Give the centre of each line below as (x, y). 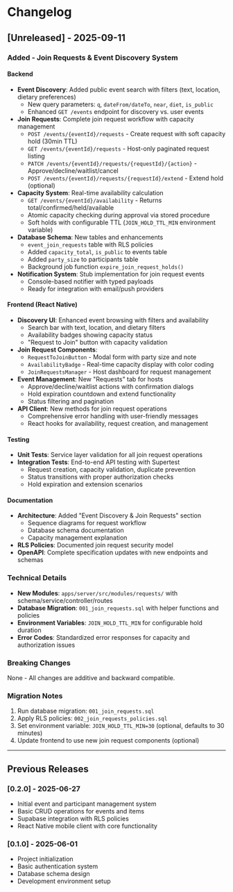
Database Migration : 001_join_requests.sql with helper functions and (118, 608)
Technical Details (37, 578)
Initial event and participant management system (87, 804)
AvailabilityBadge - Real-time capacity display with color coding (121, 364)
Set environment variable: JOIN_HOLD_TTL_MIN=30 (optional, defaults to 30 (121, 726)
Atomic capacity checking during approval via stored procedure (119, 215)
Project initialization (45, 859)
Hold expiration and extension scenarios (85, 484)
